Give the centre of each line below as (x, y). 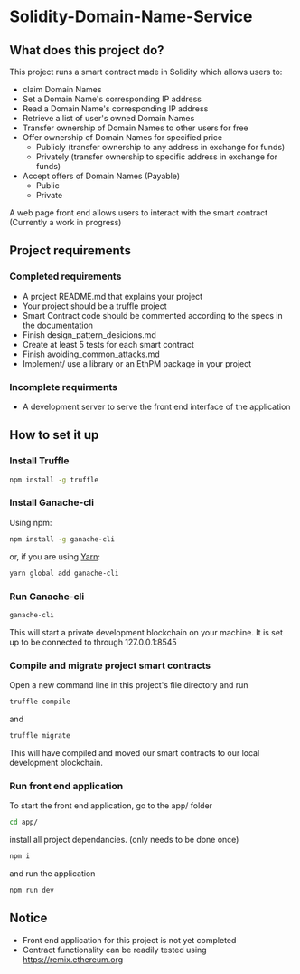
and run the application (52, 873)
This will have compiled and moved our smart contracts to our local (135, 752)
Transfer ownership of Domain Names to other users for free (135, 128)
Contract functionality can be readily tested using (114, 950)
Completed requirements (66, 276)
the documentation (57, 325)
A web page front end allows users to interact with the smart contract (139, 213)
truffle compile (40, 702)
